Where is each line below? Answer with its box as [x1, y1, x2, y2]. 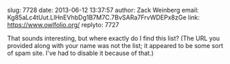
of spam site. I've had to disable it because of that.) [7, 49, 154, 57]
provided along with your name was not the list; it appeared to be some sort [7, 42, 224, 49]
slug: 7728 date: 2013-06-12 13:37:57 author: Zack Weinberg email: [7, 6, 200, 14]
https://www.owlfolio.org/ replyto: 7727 [7, 21, 119, 29]
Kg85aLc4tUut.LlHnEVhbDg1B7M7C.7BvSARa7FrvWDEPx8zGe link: [7, 13, 200, 22]
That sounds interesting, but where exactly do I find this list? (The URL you [7, 34, 220, 42]
